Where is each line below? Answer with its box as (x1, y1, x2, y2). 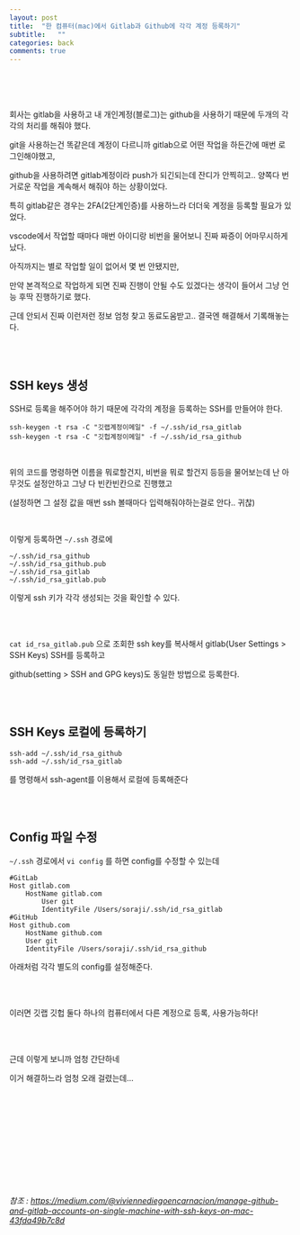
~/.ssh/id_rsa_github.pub (9, 559, 106, 568)
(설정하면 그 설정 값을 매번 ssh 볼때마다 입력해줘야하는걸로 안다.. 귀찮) (9, 497, 256, 508)
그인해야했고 (9, 150, 54, 162)
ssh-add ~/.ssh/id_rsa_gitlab (9, 757, 123, 766)
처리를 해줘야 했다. (25, 121, 92, 131)
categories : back (9, 38, 75, 48)
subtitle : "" (9, 30, 66, 39)
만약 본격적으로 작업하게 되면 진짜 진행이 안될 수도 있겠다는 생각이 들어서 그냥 (9, 280, 280, 291)
